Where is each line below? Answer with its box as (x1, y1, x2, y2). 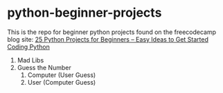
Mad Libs (17, 56, 44, 64)
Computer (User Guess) (27, 71, 96, 79)
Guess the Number (17, 63, 71, 71)
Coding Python (7, 42, 50, 51)
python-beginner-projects (7, 5, 162, 21)
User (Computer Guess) (27, 78, 96, 86)
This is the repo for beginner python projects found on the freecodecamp (7, 28, 217, 36)
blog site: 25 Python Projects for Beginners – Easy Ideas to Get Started (7, 35, 209, 43)
